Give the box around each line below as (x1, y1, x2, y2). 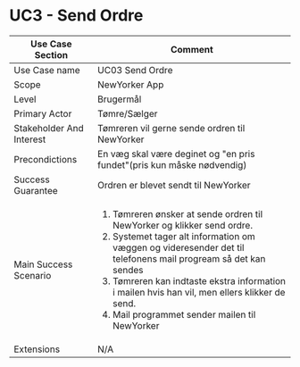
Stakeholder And (13, 121, 84, 134)
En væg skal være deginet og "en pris (97, 147, 255, 160)
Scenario (13, 269, 52, 281)
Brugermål (97, 93, 142, 105)
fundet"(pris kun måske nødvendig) (97, 158, 247, 171)
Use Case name (13, 63, 80, 76)
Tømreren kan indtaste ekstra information (112, 274, 287, 287)
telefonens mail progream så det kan (112, 252, 266, 264)
